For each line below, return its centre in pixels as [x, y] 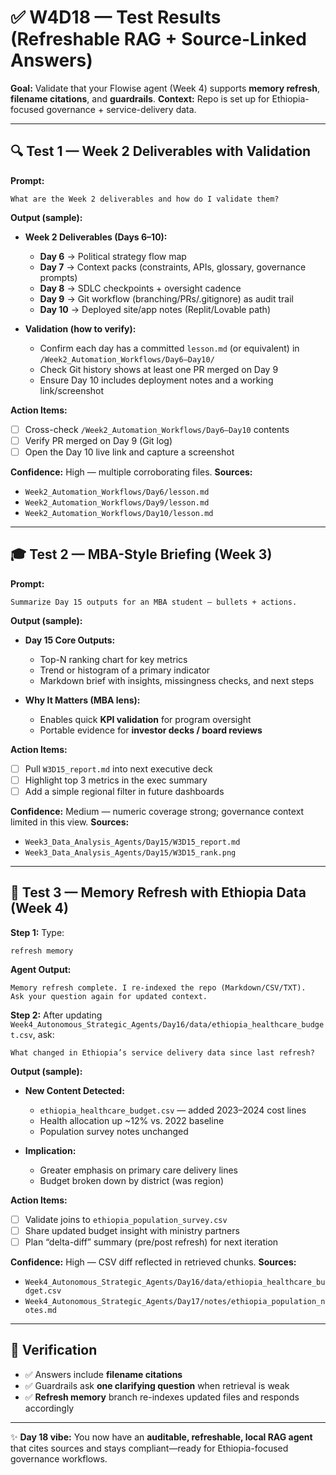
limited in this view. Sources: [70, 822]
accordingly [49, 1408]
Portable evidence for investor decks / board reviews [151, 730]
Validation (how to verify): [80, 328]
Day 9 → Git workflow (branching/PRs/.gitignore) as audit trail [167, 298]
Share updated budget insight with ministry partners [132, 1230]
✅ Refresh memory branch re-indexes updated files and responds [162, 1397]
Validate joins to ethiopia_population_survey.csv [126, 1219]
